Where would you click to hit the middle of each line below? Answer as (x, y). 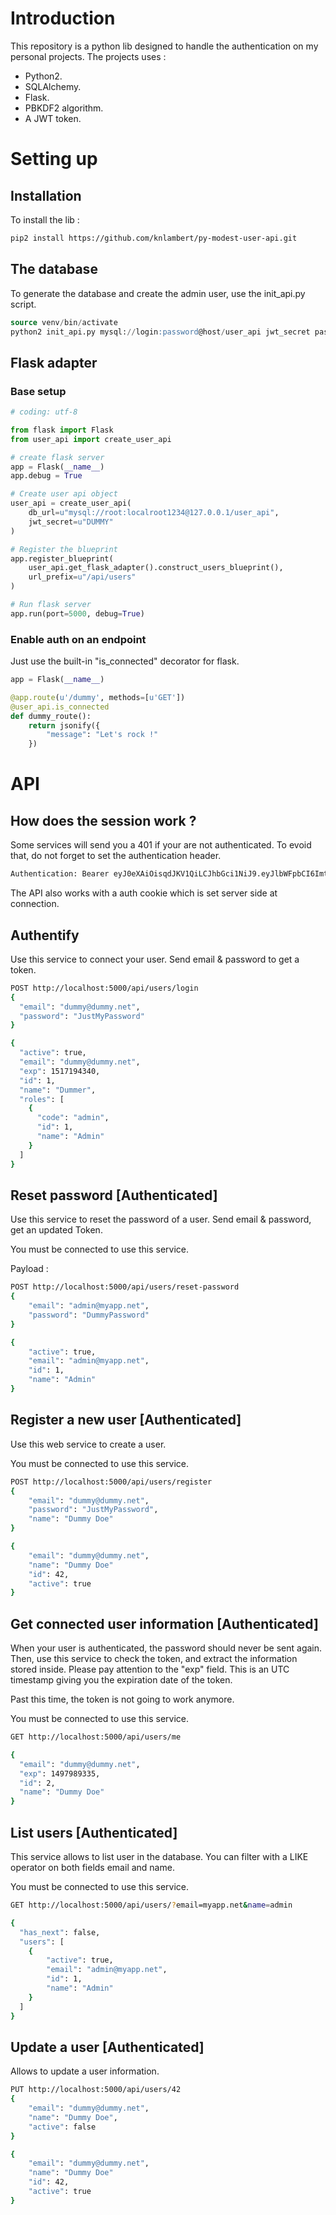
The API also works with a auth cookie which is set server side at (144, 893)
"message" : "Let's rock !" (102, 735)
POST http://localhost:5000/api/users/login (104, 988)
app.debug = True (46, 476)
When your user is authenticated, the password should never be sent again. (166, 1648)
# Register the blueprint (64, 549)
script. (23, 304)
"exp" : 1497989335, (60, 1773)
